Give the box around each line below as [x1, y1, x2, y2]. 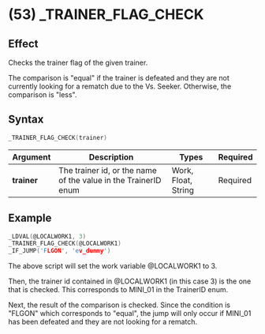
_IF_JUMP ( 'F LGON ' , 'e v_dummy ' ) [8, 247, 111, 255]
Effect [8, 37, 39, 51]
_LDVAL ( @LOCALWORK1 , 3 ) [8, 232, 87, 240]
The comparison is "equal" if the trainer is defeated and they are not [8, 73, 230, 82]
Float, [171, 175, 193, 186]
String [171, 184, 195, 195]
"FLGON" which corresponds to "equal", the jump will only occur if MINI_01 [8, 309, 252, 318]
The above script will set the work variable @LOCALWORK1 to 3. [8, 261, 218, 271]
